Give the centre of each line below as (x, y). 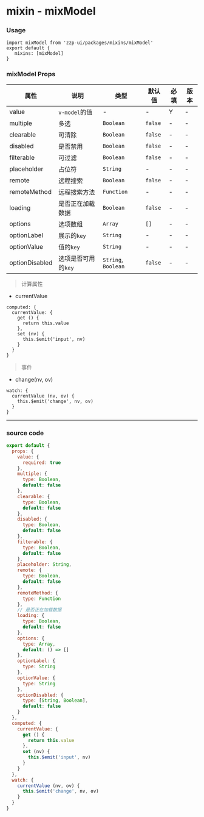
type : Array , (39, 644)
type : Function (42, 599)
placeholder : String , (44, 565)
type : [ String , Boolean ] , (55, 701)
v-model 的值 (76, 112)
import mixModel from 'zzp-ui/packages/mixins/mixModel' (80, 43)
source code (25, 433)
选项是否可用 (77, 259)
